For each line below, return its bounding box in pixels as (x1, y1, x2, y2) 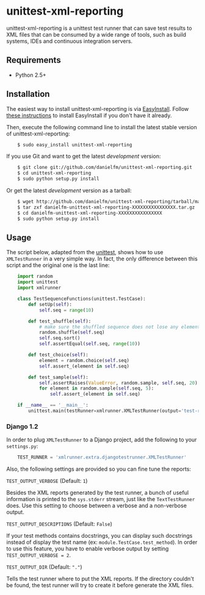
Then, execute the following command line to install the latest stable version (6, 123, 197, 130)
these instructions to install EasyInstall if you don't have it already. (6, 112, 172, 119)
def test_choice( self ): (28, 352, 88, 358)
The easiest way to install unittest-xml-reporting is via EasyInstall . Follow (6, 105, 189, 112)
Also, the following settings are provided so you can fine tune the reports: (6, 465, 191, 473)
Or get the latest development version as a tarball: (6, 187, 132, 194)
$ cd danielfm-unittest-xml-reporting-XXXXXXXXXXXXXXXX (17, 210, 163, 216)
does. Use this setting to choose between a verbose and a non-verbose (6, 502, 187, 510)
